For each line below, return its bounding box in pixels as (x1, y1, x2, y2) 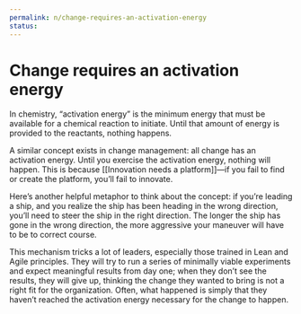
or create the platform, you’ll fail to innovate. (9, 174, 173, 185)
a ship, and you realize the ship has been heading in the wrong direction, (9, 201, 279, 212)
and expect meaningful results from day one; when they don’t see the (9, 266, 267, 276)
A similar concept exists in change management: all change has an (9, 145, 256, 156)
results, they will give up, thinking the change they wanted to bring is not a (9, 275, 285, 286)
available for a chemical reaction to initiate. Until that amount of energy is (9, 118, 280, 129)
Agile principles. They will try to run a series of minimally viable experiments (9, 257, 291, 267)
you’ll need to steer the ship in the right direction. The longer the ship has (9, 210, 281, 221)
